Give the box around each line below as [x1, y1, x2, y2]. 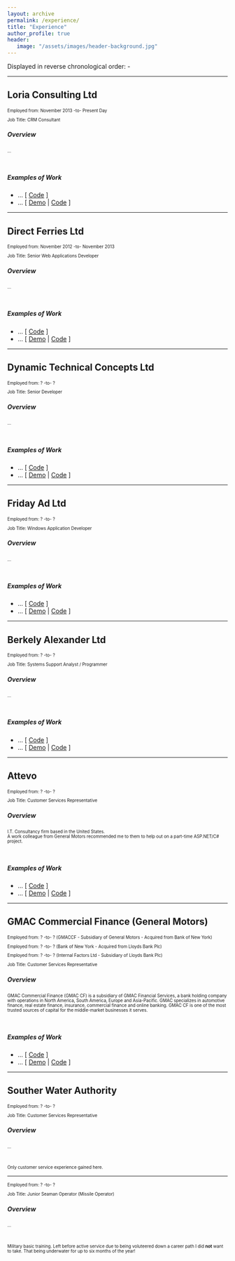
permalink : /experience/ [7, 17, 80, 24]
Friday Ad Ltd [7, 498, 66, 510]
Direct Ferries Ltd [7, 225, 85, 237]
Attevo [7, 770, 37, 782]
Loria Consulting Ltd [7, 89, 98, 101]
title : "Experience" [7, 23, 68, 30]
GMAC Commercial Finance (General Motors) [7, 916, 208, 927]
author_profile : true [7, 29, 71, 37]
